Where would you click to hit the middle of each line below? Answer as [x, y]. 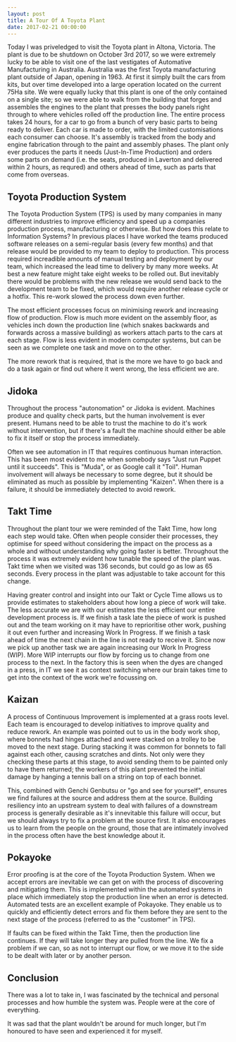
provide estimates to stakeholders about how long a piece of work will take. [117, 602]
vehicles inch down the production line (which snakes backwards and [108, 325]
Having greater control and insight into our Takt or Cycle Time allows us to [115, 595]
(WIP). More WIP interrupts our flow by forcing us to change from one [108, 655]
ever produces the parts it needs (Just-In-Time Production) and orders [110, 152]
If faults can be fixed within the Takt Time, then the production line [104, 933]
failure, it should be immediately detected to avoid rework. [92, 489]
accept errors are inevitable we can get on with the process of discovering [116, 882]
